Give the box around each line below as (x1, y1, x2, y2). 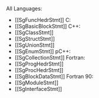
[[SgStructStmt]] (14, 35, 55, 42)
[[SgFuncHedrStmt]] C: (14, 17, 71, 23)
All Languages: (6, 5, 42, 12)
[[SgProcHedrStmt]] (14, 67, 64, 73)
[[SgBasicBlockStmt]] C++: (14, 23, 81, 30)
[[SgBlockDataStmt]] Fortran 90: (14, 73, 94, 80)
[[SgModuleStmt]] (14, 79, 59, 86)
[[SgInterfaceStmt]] (14, 86, 62, 92)
